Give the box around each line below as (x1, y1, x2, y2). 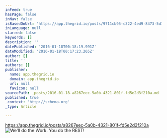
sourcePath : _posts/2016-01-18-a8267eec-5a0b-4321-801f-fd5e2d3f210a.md (5, 90, 159, 95)
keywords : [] (5, 35, 32, 40)
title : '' (5, 58, 26, 63)
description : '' (5, 40, 39, 45)
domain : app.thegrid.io (9, 76, 59, 81)
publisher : (5, 68, 28, 72)
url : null (9, 81, 30, 86)
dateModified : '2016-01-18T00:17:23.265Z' (5, 49, 94, 54)
